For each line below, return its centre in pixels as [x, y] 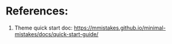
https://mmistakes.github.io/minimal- [120, 28]
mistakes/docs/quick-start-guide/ [56, 34]
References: [37, 11]
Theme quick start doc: [44, 28]
